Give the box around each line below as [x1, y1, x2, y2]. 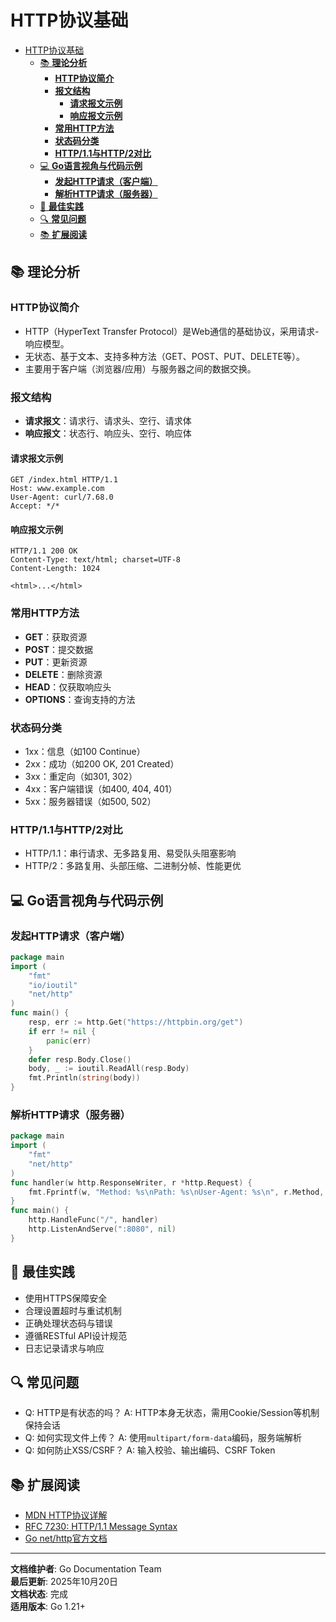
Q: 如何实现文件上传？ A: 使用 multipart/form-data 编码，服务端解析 [24, 1432, 303, 1444]
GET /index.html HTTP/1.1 [10, 475, 118, 485]
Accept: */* [10, 501, 60, 511]
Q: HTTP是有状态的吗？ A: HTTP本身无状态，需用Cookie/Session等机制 [24, 1407, 320, 1419]
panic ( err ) [46, 1036, 92, 1046]
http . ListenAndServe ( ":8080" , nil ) [28, 1224, 177, 1235]
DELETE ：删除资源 [24, 668, 103, 680]
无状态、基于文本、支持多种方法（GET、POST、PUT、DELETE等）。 [24, 350, 305, 362]
